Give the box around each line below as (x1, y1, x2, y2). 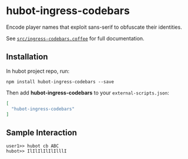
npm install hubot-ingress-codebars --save (6, 79, 115, 84)
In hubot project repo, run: (6, 67, 70, 75)
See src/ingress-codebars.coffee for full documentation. (6, 35, 145, 42)
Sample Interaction (6, 127, 78, 137)
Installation (6, 52, 48, 62)
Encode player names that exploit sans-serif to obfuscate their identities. (6, 23, 182, 31)
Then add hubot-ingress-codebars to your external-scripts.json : (6, 89, 169, 96)
